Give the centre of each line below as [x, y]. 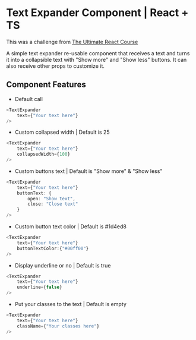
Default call [29, 99]
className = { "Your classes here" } [58, 326]
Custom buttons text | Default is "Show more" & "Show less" [88, 171]
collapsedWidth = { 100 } [43, 155]
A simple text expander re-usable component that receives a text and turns [98, 53]
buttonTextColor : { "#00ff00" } [53, 248]
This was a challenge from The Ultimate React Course [72, 42]
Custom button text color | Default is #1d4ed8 [70, 226]
